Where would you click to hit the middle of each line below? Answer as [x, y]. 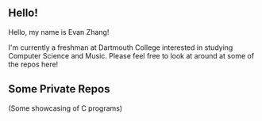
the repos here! [33, 64]
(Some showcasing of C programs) [65, 108]
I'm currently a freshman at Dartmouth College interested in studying [121, 47]
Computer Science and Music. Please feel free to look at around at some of [131, 55]
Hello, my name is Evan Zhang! [59, 32]
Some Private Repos [59, 89]
